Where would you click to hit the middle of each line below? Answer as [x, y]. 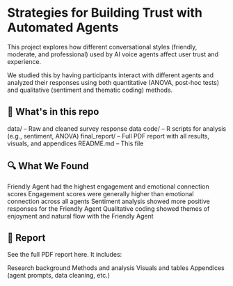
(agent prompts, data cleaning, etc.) [58, 276]
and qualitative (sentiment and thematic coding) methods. [90, 90]
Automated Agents [63, 27]
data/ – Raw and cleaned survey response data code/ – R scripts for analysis [117, 128]
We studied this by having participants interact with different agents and [111, 75]
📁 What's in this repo [53, 112]
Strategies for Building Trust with [105, 13]
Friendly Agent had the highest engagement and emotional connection [109, 186]
